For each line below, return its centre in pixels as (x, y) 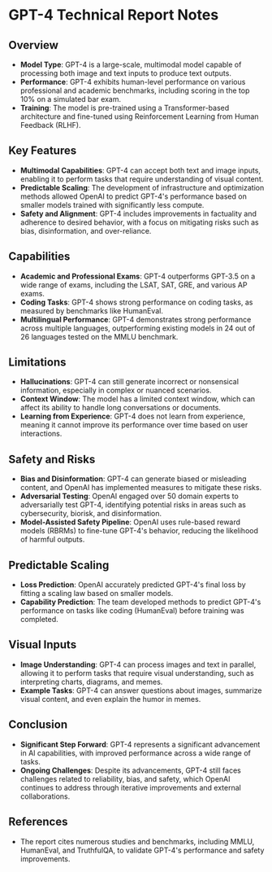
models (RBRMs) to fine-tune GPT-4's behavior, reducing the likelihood (139, 531)
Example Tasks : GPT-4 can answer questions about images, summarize (141, 690)
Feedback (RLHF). (50, 125)
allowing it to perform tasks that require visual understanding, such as (137, 673)
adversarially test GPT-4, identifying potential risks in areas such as (133, 505)
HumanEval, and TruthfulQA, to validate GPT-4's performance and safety (142, 850)
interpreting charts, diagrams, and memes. (91, 681)
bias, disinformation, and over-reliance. (86, 230)
